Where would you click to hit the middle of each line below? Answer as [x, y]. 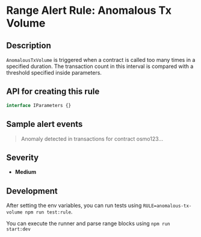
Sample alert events [45, 124]
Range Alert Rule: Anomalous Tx [89, 11]
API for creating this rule [53, 92]
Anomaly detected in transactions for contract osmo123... [92, 138]
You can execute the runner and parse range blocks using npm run [88, 224]
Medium [26, 172]
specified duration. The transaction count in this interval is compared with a [100, 66]
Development [32, 191]
